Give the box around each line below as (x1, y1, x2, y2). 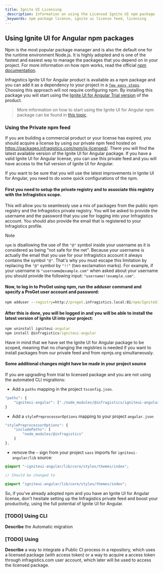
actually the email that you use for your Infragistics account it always (5, 252, 143, 258)
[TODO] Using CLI (5, 512, 48, 519)
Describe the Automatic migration (5, 524, 73, 529)
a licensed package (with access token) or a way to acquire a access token (5, 552, 155, 558)
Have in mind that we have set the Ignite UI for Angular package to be (5, 339, 144, 345)
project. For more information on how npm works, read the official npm (5, 63, 147, 68)
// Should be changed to (5, 473, 55, 477)
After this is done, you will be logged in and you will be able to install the (5, 310, 153, 316)
